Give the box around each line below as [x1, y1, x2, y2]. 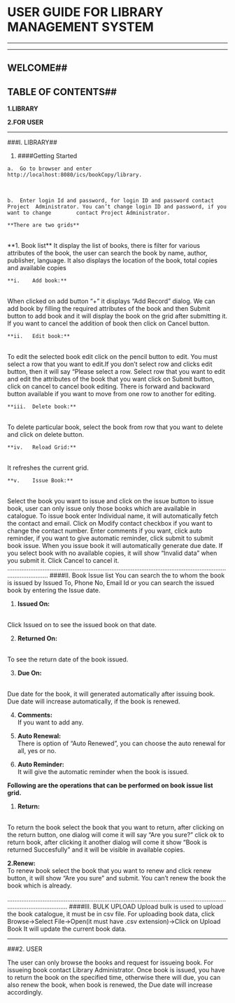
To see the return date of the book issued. [7, 655, 129, 664]
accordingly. [7, 988, 43, 997]
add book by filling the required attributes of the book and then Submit [7, 304, 211, 313]
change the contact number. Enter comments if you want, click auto [7, 526, 203, 535]
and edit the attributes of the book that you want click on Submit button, [7, 375, 215, 384]
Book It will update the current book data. [7, 925, 127, 933]
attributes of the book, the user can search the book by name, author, [7, 249, 208, 258]
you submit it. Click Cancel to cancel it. [7, 556, 120, 565]
